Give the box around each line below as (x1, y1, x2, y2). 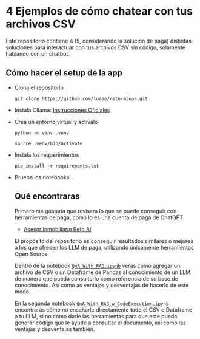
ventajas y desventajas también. (14, 325, 95, 332)
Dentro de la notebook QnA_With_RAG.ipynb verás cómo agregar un (14, 262, 181, 269)
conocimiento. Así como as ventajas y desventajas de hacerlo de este (14, 281, 189, 289)
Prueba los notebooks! (14, 173, 71, 180)
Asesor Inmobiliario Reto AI (23, 225, 92, 233)
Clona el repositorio (14, 84, 64, 91)
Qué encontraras (14, 191, 80, 202)
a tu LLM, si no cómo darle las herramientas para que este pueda (14, 312, 178, 320)
